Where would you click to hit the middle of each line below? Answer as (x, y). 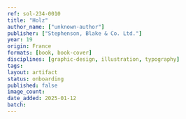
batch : (17, 105)
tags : (15, 66)
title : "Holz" (28, 20)
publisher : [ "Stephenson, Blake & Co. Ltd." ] (74, 33)
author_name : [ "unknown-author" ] (56, 27)
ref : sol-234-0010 (34, 14)
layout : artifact (33, 72)
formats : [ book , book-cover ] (50, 53)
